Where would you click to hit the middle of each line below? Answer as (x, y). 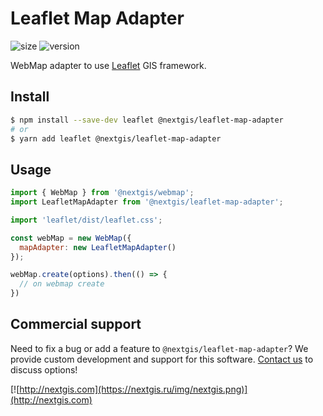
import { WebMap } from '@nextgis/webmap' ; (102, 193)
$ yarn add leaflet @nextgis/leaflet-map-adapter (116, 138)
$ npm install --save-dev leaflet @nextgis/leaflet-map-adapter (147, 120)
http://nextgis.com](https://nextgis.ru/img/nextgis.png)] (133, 389)
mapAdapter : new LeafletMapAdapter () (98, 247)
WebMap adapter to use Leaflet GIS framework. (108, 65)
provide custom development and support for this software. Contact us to (162, 359)
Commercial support (76, 324)
